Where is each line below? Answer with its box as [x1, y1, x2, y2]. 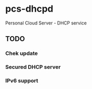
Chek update [5, 50, 38, 57]
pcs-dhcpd [5, 3, 54, 15]
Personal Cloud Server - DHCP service [5, 20, 87, 26]
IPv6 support [5, 77, 38, 84]
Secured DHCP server [5, 64, 61, 71]
